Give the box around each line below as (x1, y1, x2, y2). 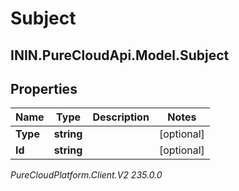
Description (92, 110, 150, 124)
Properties (10, 80, 78, 97)
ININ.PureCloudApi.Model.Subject (10, 47, 230, 64)
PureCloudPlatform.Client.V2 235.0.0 (10, 169, 163, 181)
